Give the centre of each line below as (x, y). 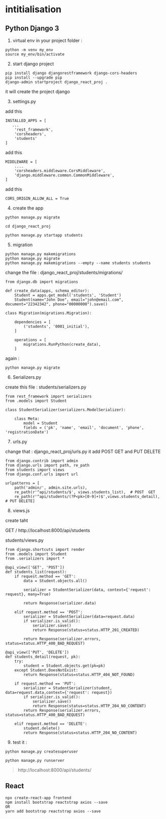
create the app (28, 208)
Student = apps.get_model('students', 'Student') (68, 295)
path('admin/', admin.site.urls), (51, 488)
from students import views (35, 470)
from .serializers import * (35, 559)
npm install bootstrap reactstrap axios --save (57, 802)
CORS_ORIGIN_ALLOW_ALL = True (37, 199)
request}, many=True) (28, 594)
